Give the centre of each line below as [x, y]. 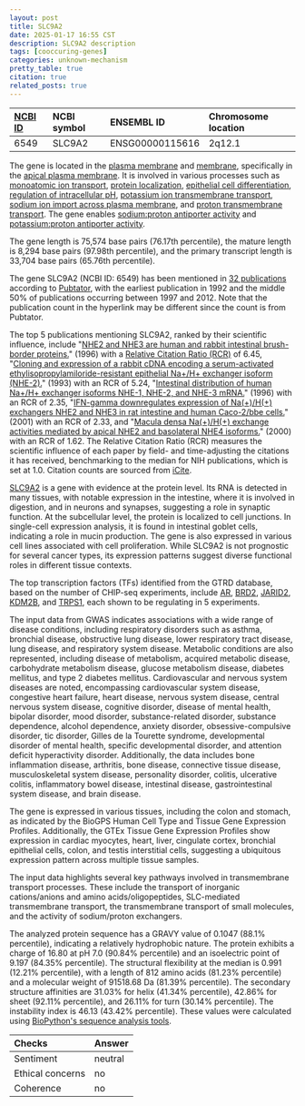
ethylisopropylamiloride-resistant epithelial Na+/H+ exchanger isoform [141, 373]
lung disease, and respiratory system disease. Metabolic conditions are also [152, 648]
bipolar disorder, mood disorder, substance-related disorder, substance [143, 716]
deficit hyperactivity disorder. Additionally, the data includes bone [133, 755]
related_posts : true [49, 86]
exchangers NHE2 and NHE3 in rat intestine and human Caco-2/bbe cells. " [149, 411]
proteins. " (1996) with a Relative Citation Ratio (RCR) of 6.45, [149, 354]
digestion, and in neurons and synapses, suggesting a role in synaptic [140, 507]
